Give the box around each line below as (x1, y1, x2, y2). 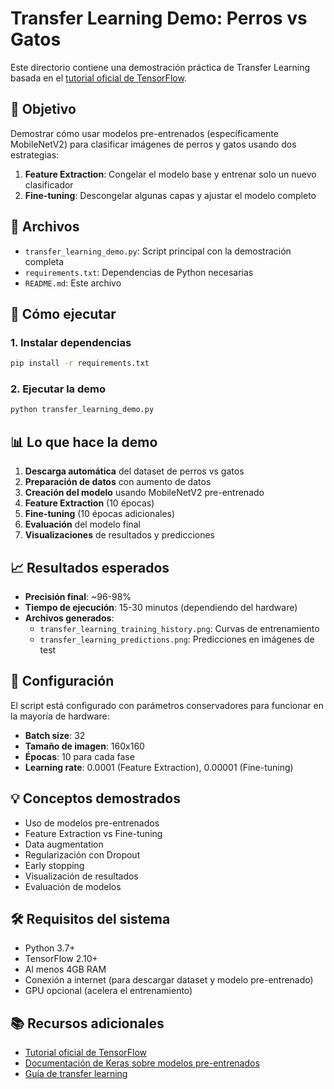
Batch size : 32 (24, 729, 86, 741)
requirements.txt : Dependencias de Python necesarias (24, 266, 254, 278)
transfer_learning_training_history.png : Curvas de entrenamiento (39, 622, 320, 634)
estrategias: (10, 148, 60, 161)
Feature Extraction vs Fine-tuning (24, 827, 163, 839)
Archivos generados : (24, 612, 115, 624)
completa (24, 255, 65, 267)
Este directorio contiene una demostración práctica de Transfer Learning (10, 61, 311, 73)
